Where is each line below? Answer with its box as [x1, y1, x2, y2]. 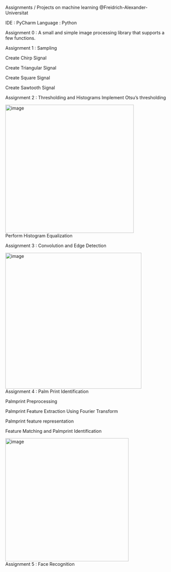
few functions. [5, 35, 36, 41]
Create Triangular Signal [5, 65, 56, 71]
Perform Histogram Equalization [5, 233, 73, 238]
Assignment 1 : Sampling [5, 45, 57, 51]
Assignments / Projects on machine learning [5, 5, 99, 10]
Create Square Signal [5, 75, 50, 81]
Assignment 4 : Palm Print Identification [5, 388, 89, 394]
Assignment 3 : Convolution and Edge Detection [5, 243, 106, 249]
